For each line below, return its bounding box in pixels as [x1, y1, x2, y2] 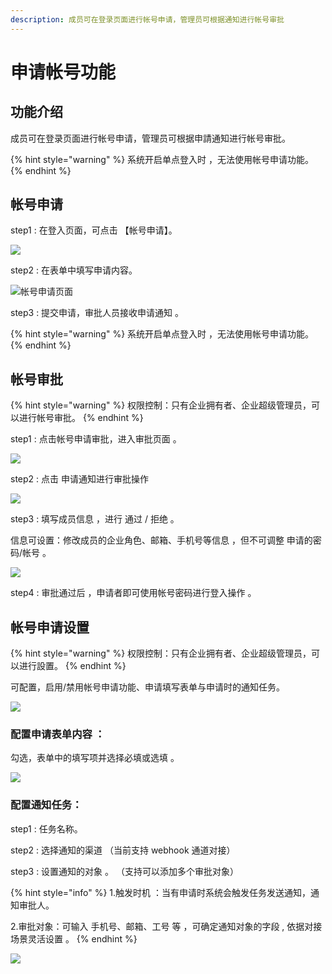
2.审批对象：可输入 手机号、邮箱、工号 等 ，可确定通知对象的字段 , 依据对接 [10, 920, 323, 932]
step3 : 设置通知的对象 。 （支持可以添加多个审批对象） [10, 865, 239, 877]
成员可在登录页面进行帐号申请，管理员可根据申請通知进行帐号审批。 [10, 132, 291, 144]
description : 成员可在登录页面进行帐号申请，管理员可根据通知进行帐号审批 [10, 14, 285, 25]
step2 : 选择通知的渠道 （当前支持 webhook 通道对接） [10, 844, 236, 856]
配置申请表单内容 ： [10, 727, 106, 741]
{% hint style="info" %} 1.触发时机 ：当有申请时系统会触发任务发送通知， [10, 886, 312, 898]
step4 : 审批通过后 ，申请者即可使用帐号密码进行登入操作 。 [10, 587, 257, 599]
